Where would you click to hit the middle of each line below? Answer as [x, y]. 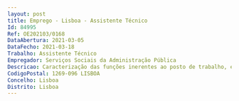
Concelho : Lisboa [33, 80]
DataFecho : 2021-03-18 [41, 47]
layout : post [27, 14]
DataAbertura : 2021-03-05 [46, 41]
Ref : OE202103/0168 [36, 34]
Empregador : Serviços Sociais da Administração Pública [92, 60]
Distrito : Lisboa [33, 87]
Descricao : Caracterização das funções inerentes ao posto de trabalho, [117, 67]
